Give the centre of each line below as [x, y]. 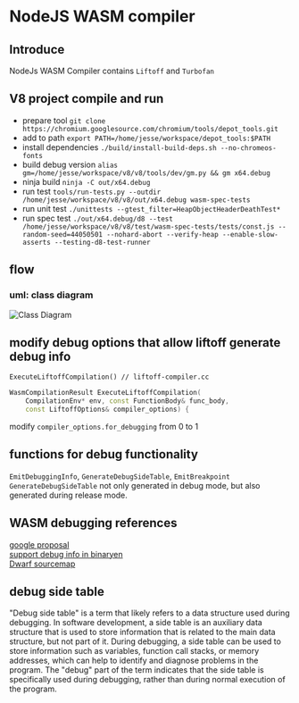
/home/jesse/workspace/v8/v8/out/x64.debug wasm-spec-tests [136, 200]
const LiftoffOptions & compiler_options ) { [108, 410]
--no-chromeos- [248, 148]
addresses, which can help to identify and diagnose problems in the [134, 661]
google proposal [39, 544]
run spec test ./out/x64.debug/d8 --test [98, 218]
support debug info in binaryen [66, 554]
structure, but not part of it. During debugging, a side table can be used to [145, 641]
